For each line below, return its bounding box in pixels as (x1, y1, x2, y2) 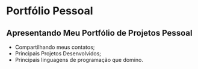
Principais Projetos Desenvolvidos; (14, 50, 101, 57)
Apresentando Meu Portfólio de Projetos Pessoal (6, 28, 193, 38)
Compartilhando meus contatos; (14, 43, 95, 51)
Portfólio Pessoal (6, 4, 93, 18)
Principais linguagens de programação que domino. (14, 57, 143, 63)
